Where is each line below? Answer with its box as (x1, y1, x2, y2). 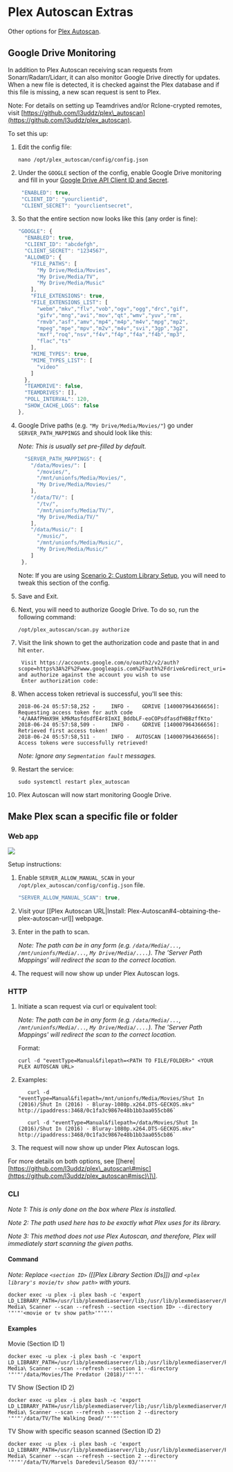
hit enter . (17, 646, 44, 654)
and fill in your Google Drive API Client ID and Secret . (17, 176, 169, 184)
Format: (17, 1044, 41, 1052)
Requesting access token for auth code (17, 709, 133, 716)
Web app (8, 831, 39, 841)
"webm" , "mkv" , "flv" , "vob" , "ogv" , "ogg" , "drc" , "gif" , (36, 305, 189, 312)
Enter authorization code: (21, 677, 99, 684)
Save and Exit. (17, 592, 59, 600)
